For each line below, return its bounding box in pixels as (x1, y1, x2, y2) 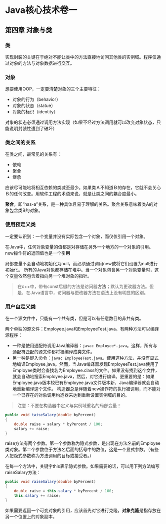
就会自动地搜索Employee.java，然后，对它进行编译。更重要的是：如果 (12, 374, 155, 380)
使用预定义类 (5, 221, 36, 228)
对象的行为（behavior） (12, 96, 61, 102)
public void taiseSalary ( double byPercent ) (5, 413, 96, 418)
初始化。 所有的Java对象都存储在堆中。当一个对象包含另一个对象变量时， (5, 267, 155, 273)
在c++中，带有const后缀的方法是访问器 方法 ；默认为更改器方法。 (17, 283, 150, 289)
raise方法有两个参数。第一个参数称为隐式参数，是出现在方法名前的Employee (5, 440, 161, 446)
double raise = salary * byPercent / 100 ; (14, 422, 103, 427)
